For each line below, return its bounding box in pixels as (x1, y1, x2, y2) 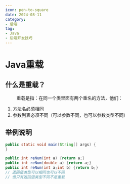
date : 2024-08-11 (5, 12, 42, 17)
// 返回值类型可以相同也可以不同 (5, 170, 65, 175)
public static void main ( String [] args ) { (5, 142, 96, 147)
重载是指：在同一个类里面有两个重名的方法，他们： (16, 95, 123, 101)
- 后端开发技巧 (5, 36, 33, 41)
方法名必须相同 (12, 106, 44, 112)
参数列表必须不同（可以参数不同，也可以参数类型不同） (12, 112, 128, 118)
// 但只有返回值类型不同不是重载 (5, 174, 65, 179)
